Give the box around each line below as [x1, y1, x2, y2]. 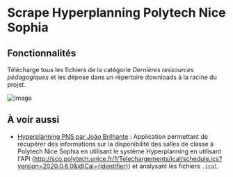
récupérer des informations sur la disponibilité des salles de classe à [17, 140, 214, 148]
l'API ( [17, 154, 35, 162]
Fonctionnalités [7, 47, 77, 59]
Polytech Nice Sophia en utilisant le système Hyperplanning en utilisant [17, 147, 222, 155]
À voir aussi [7, 114, 60, 126]
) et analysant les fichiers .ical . [128, 162, 220, 170]
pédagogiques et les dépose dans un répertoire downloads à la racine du [7, 73, 217, 81]
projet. [7, 81, 26, 88]
